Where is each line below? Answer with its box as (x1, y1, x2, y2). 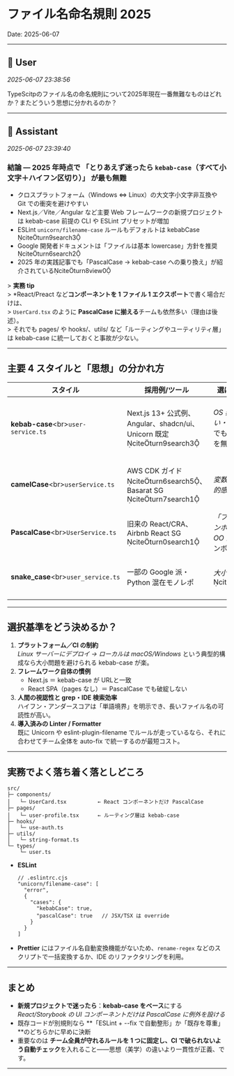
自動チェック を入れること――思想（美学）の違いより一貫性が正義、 (23, 1045, 219, 1054)
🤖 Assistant (7, 126, 58, 138)
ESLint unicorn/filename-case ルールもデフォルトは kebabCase (17, 225, 200, 234)
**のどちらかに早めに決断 (17, 1028, 91, 1036)
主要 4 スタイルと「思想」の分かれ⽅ (7, 362, 165, 374)
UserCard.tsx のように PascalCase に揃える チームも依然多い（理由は (13, 307, 212, 316)
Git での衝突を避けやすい (17, 199, 89, 207)
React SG (150, 528, 182, 538)
